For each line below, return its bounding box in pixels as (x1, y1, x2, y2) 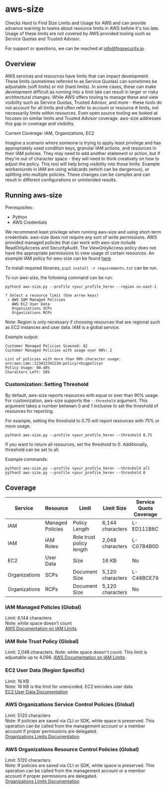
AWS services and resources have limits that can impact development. (5, 73, 150, 79)
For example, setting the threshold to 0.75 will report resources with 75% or (5, 417, 160, 423)
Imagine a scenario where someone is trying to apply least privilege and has (5, 140, 162, 146)
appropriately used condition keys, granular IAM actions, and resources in (5, 145, 157, 151)
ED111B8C (132, 525, 159, 532)
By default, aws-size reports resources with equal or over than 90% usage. (5, 392, 159, 398)
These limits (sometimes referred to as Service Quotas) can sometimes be (5, 78, 158, 84)
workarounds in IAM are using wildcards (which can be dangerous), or (5, 166, 150, 172)
